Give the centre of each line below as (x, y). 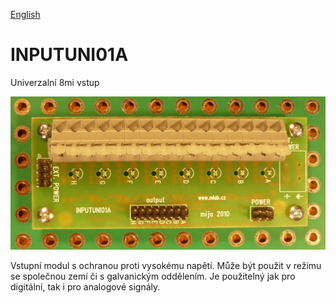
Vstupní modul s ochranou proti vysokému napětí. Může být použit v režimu (166, 265)
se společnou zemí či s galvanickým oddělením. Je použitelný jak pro (153, 276)
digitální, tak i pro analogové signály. (85, 286)
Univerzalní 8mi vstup (55, 82)
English (25, 14)
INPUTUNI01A (69, 55)
